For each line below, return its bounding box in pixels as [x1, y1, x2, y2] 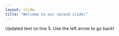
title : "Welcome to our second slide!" [5, 12, 88, 17]
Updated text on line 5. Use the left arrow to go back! [5, 25, 114, 31]
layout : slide [5, 7, 35, 12]
